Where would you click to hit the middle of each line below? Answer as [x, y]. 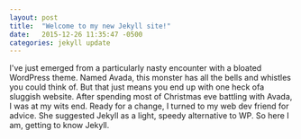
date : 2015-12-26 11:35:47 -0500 [76, 34]
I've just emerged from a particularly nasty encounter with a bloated [136, 68]
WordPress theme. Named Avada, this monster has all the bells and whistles [150, 78]
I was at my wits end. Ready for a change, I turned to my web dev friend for [150, 106]
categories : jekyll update [60, 43]
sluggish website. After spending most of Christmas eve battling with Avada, [151, 97]
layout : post [34, 17]
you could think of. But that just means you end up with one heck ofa [137, 87]
